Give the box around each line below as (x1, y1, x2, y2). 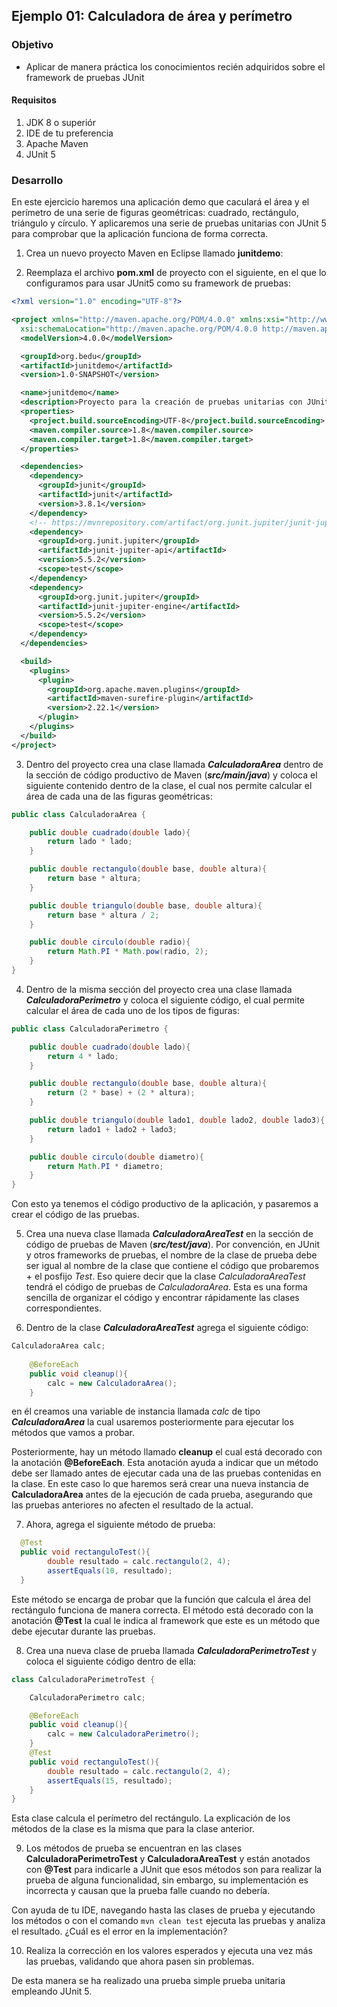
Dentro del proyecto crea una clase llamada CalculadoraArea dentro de (25, 758, 324, 770)
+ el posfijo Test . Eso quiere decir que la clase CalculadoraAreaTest (25, 1270, 306, 1283)
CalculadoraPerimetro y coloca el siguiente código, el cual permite (25, 994, 306, 1006)
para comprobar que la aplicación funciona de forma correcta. (11, 228, 269, 240)
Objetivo (11, 38, 54, 52)
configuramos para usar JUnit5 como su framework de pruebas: (25, 277, 292, 289)
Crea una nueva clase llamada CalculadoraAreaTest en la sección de (25, 1228, 314, 1240)
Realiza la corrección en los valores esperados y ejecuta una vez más (25, 1945, 313, 1957)
